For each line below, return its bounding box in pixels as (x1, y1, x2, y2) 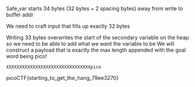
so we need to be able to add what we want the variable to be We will (6, 41, 175, 47)
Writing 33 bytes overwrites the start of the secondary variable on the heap (6, 34, 190, 41)
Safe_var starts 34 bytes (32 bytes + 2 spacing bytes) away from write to (6, 5, 184, 12)
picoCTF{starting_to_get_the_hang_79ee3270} (6, 75, 119, 81)
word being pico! (6, 53, 47, 59)
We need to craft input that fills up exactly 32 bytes (6, 23, 130, 29)
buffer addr (6, 11, 34, 18)
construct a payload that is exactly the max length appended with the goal (6, 46, 186, 53)
